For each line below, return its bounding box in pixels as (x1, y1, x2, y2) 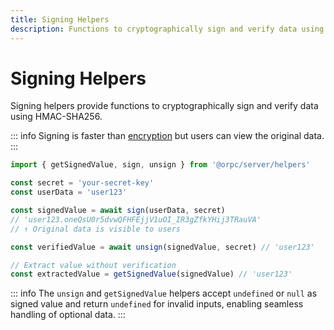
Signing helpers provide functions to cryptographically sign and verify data (10, 100, 319, 112)
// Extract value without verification (10, 260, 177, 270)
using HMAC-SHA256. (10, 111, 103, 123)
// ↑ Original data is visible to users (10, 224, 182, 234)
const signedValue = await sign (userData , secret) (10, 206, 226, 216)
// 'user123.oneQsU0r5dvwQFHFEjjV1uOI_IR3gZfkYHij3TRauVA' (10, 214, 262, 225)
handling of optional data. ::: (10, 309, 126, 321)
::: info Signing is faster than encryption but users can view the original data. (10, 130, 325, 142)
